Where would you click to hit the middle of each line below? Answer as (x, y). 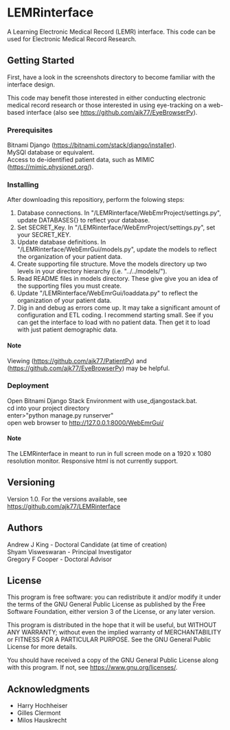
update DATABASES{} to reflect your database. (83, 220)
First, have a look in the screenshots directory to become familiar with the (111, 77)
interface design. (31, 84)
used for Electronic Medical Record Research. (72, 38)
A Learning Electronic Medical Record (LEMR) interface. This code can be (112, 32)
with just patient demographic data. (67, 330)
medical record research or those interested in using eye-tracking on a (107, 105)
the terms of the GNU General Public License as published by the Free (106, 604)
